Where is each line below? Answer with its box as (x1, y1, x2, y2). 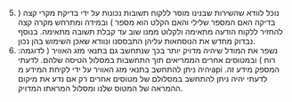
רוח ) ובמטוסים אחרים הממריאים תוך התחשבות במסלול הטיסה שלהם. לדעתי (17, 55, 276, 65)
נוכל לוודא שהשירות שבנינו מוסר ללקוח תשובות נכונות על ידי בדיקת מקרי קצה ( (17, 8, 280, 18)
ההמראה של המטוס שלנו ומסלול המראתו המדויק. (17, 83, 183, 93)
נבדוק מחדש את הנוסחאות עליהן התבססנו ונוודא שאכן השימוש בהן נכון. (17, 35, 255, 46)
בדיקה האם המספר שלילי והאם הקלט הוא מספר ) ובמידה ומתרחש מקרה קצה (17, 17, 276, 27)
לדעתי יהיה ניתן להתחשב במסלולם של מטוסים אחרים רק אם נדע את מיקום (17, 74, 268, 83)
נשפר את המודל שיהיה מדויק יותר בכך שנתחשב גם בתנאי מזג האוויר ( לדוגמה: (17, 45, 279, 56)
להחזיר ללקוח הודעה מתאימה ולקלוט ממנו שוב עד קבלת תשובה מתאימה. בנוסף (17, 27, 283, 36)
